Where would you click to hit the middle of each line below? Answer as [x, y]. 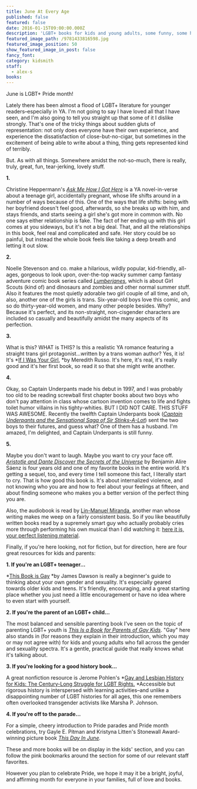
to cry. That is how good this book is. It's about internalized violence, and [94, 480]
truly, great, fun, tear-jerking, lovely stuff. [56, 167]
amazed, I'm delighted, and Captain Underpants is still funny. [80, 433]
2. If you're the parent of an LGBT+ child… [58, 613]
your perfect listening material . [43, 536]
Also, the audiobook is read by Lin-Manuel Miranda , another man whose [93, 511]
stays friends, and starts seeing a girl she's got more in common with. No [94, 215]
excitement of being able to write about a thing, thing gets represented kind [97, 143]
